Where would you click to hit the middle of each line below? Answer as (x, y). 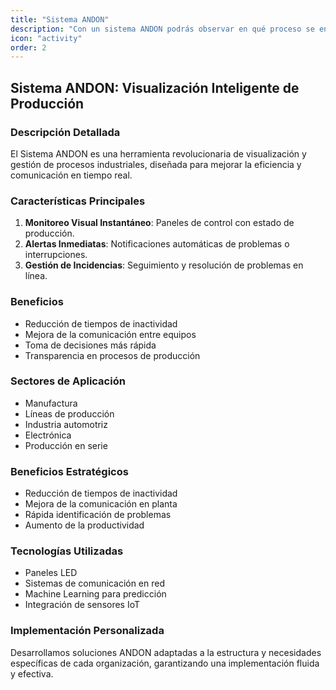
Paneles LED (51, 573)
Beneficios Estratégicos (69, 471)
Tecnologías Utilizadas (67, 551)
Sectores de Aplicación (68, 381)
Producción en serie (66, 445)
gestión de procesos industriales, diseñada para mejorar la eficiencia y (156, 164)
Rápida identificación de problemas (98, 515)
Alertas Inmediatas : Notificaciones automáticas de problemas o (157, 244)
